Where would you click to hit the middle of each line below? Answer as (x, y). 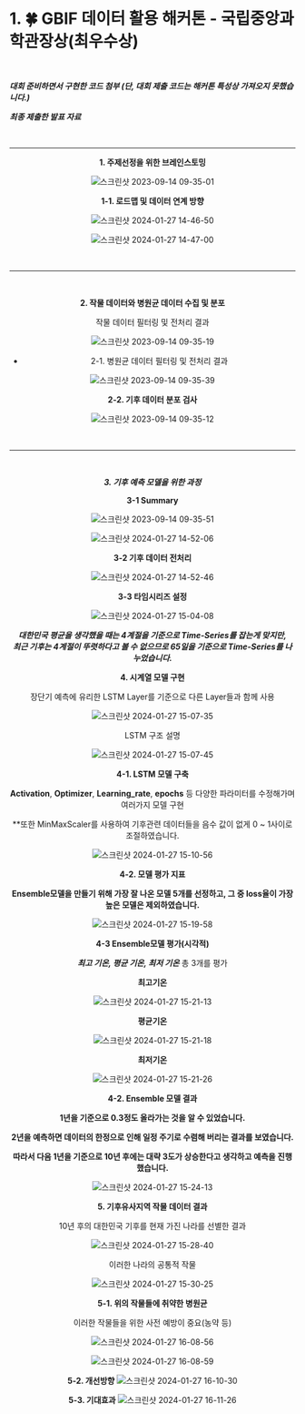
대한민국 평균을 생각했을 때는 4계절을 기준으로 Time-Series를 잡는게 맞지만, (152, 635)
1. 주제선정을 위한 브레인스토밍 (152, 162)
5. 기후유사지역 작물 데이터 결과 (152, 1206)
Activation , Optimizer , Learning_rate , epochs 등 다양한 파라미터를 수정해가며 (152, 793)
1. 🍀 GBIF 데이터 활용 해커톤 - (113, 19)
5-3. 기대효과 (92, 1399)
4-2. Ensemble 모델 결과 (152, 1098)
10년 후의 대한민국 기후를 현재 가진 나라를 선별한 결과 (152, 1226)
